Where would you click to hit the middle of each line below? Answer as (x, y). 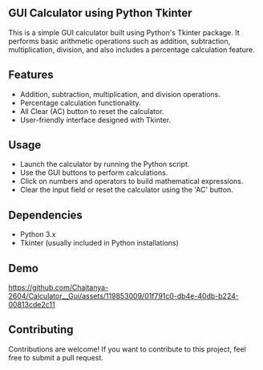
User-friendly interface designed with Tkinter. (95, 120)
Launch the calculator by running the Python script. (105, 165)
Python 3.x (38, 234)
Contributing (41, 329)
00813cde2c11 (32, 305)
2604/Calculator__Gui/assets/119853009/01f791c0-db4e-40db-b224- (123, 296)
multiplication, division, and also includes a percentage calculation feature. (131, 49)
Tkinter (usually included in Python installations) (99, 243)
